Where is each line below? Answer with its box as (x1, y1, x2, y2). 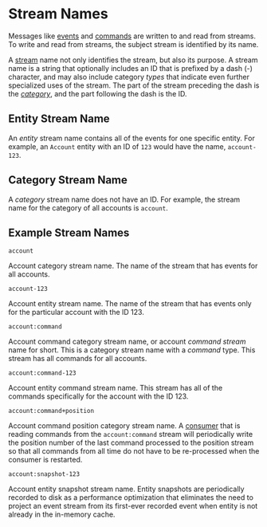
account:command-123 (8, 369, 77, 377)
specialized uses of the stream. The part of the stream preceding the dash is (8, 81, 260, 90)
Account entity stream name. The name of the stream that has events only (8, 299, 253, 309)
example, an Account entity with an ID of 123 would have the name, (8, 141, 226, 151)
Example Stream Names (8, 226, 130, 239)
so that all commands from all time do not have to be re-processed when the (8, 446, 260, 456)
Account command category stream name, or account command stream (8, 336, 246, 347)
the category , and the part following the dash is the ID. (8, 88, 187, 98)
